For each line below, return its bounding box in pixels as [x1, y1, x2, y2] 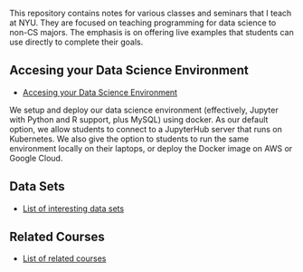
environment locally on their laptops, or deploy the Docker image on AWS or [9, 142, 293, 153]
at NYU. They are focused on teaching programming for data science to [9, 17, 277, 28]
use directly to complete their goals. [9, 36, 144, 47]
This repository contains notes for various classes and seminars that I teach [9, 8, 292, 18]
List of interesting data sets [22, 203, 125, 214]
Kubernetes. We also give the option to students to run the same [9, 133, 250, 144]
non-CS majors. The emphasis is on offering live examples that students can [9, 27, 294, 37]
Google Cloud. [9, 152, 63, 163]
